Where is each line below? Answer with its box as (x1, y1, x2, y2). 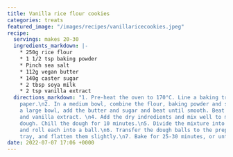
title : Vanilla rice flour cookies (7, 10, 110, 17)
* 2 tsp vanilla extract (19, 88, 92, 94)
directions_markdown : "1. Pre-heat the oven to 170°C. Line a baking (13, 94, 218, 101)
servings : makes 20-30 (13, 36, 79, 43)
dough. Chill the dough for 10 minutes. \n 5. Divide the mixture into (19, 119, 225, 127)
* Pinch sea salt (19, 62, 70, 69)
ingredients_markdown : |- (13, 42, 89, 49)
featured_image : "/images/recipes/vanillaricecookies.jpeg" (7, 23, 185, 30)
